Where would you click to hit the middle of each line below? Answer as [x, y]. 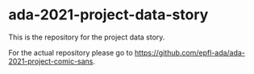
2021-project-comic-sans [51, 61]
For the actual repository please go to [71, 52]
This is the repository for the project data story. [87, 37]
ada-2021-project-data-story [108, 15]
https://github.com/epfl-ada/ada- [190, 52]
